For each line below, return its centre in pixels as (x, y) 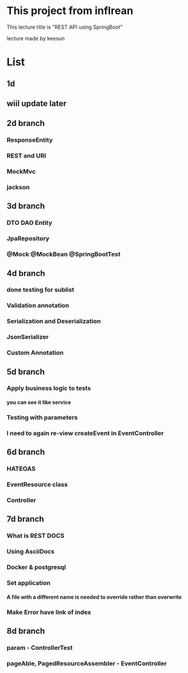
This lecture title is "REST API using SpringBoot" (65, 27)
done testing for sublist (41, 290)
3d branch (26, 206)
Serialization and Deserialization (54, 322)
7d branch (25, 519)
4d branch (26, 273)
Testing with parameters (42, 417)
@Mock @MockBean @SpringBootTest (64, 254)
